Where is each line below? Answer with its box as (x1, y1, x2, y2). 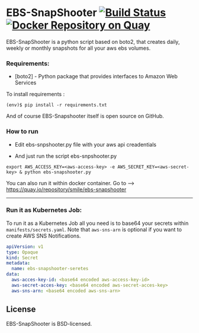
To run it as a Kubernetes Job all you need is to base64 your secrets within (6, 220, 189, 227)
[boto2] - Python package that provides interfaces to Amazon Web (14, 73, 178, 80)
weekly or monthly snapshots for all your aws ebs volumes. (6, 45, 151, 52)
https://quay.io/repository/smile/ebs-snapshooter (6, 186, 127, 193)
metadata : (6, 260, 31, 267)
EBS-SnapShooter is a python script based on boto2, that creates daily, (6, 38, 180, 45)
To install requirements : (6, 91, 65, 98)
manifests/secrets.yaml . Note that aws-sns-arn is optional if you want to (6, 226, 182, 233)
